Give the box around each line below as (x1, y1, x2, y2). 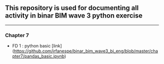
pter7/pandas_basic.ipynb (12, 53, 65, 59)
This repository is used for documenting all (5, 4, 139, 12)
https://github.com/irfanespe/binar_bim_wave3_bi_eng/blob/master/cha (14, 48, 158, 54)
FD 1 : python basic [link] (12, 43, 62, 49)
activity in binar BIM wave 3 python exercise (5, 12, 143, 20)
